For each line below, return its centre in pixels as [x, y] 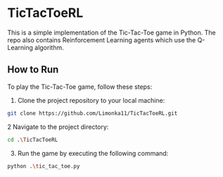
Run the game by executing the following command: [93, 153]
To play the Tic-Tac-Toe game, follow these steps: [80, 87]
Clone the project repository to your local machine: [91, 100]
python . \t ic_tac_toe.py [44, 166]
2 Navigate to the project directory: [58, 127]
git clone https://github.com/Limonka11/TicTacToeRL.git [93, 113]
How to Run [33, 69]
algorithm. [50, 47]
